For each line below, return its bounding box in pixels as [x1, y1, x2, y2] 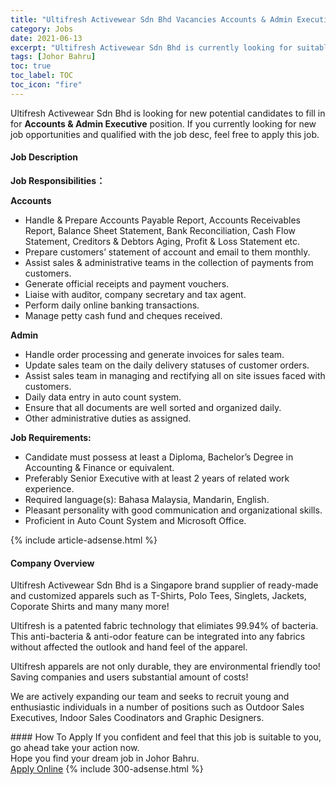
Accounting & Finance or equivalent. [24, 461, 175, 473]
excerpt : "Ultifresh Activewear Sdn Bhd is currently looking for [10, 42, 293, 53]
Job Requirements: [10, 431, 92, 443]
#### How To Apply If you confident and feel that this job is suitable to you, [10, 731, 322, 743]
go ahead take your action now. [10, 742, 140, 754]
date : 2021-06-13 [10, 33, 83, 43]
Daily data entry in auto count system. [24, 391, 182, 403]
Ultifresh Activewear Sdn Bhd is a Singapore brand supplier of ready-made [10, 579, 319, 591]
